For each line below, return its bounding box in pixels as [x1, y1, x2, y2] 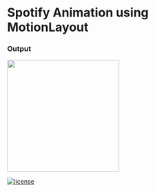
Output [7, 44, 32, 54]
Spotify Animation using [7, 5, 149, 21]
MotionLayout [7, 19, 89, 35]
